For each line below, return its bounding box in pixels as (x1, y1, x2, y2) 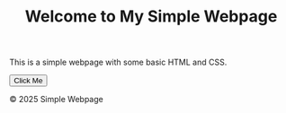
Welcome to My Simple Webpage (24, 6, 278, 27)
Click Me (13, 76, 43, 86)
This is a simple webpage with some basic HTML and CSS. (9, 56, 228, 68)
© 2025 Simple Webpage (9, 94, 103, 105)
